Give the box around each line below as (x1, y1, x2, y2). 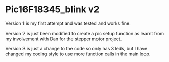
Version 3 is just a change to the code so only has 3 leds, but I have (5, 45, 148, 51)
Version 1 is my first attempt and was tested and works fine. (5, 20, 131, 26)
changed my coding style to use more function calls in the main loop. (5, 51, 151, 57)
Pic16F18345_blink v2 (5, 4, 100, 15)
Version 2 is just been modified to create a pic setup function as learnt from (5, 30, 164, 36)
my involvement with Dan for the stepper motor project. (5, 36, 122, 42)
